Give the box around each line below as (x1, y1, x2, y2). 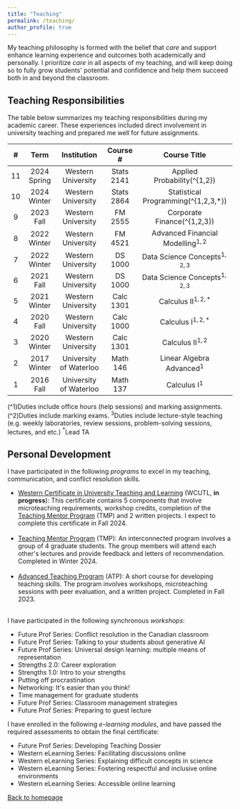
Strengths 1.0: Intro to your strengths (17, 667, 126, 676)
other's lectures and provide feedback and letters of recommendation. (17, 549, 225, 557)
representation (17, 652, 61, 661)
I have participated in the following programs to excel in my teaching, (7, 467, 211, 475)
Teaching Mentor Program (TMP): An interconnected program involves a (17, 534, 231, 542)
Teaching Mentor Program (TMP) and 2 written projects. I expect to (17, 511, 216, 520)
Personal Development (7, 448, 111, 460)
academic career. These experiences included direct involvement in (7, 121, 207, 129)
